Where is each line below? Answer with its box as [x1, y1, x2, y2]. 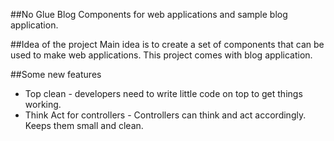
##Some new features [10, 69, 102, 80]
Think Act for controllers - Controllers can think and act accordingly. [24, 109, 307, 121]
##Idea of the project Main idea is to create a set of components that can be [10, 39, 325, 50]
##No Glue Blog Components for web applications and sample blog [10, 9, 288, 20]
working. [24, 99, 62, 110]
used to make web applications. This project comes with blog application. [10, 49, 313, 61]
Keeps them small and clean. [24, 120, 144, 131]
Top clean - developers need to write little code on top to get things [24, 88, 303, 99]
